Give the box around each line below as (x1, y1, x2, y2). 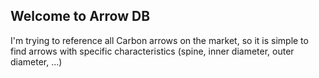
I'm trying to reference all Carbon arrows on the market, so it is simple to (10, 34, 309, 46)
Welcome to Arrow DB (10, 8, 151, 25)
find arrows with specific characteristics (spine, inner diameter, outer (10, 45, 295, 57)
